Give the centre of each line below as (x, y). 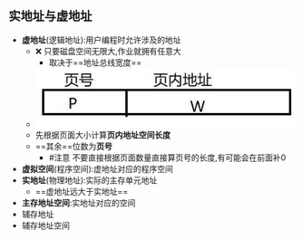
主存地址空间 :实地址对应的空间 (78, 203)
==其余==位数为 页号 (73, 147)
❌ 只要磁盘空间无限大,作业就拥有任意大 (108, 51)
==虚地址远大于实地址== (82, 192)
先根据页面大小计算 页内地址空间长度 (103, 135)
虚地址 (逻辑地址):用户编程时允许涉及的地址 (102, 40)
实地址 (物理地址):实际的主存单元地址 (89, 180)
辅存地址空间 (45, 225)
